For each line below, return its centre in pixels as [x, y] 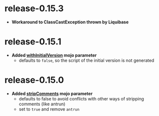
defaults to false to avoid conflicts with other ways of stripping [81, 98]
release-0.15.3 [34, 9]
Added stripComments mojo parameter [52, 94]
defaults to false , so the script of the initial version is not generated [86, 60]
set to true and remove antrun [49, 109]
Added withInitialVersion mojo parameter [54, 55]
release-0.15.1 [33, 42]
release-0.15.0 [34, 80]
